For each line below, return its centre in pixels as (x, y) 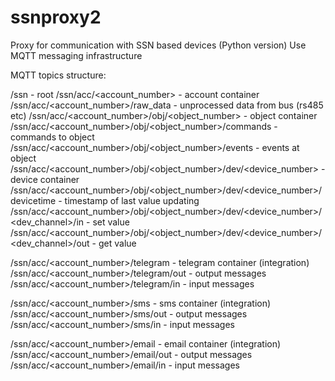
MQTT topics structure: (58, 75)
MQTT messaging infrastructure (76, 55)
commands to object (52, 137)
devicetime (33, 200)
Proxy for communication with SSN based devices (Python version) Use (158, 45)
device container (45, 179)
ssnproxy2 (56, 17)
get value (117, 243)
